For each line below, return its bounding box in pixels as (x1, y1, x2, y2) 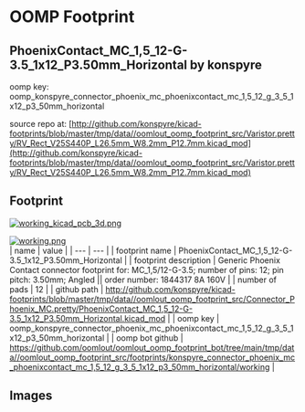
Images (9, 388, 53, 404)
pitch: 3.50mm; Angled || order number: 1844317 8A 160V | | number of (9, 274, 277, 285)
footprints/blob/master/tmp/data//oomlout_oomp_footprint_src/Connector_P (9, 293, 295, 304)
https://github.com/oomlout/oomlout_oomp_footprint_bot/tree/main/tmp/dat (9, 342, 295, 353)
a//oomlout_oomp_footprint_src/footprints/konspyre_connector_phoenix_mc (9, 352, 295, 363)
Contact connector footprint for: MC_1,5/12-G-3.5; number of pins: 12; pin (9, 264, 285, 275)
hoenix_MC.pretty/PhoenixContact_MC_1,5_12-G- (9, 303, 194, 314)
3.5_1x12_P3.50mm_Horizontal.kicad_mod (9, 312, 166, 323)
